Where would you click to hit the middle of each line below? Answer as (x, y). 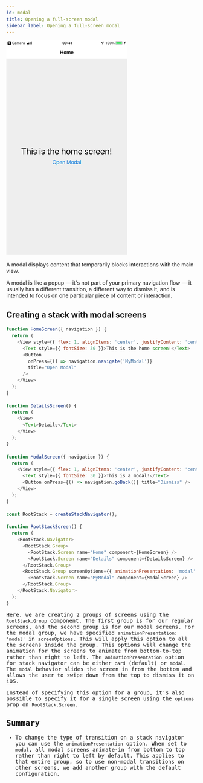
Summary (23, 723)
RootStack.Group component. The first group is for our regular (100, 620)
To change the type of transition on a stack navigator (99, 737)
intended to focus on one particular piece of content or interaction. (89, 295)
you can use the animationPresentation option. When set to (101, 743)
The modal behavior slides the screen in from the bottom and (99, 669)
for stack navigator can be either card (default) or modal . (97, 663)
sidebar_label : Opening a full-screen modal (63, 25)
